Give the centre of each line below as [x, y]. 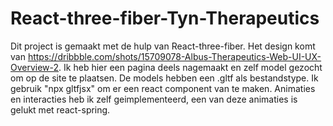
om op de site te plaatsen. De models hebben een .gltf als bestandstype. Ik [164, 78]
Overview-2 [35, 67]
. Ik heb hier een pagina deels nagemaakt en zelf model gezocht [190, 67]
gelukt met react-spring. [60, 109]
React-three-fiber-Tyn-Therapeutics [165, 18]
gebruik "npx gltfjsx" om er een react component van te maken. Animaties [163, 88]
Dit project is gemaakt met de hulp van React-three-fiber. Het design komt [163, 46]
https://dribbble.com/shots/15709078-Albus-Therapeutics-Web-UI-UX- [174, 56]
